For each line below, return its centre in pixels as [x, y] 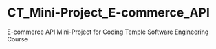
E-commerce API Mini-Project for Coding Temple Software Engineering [108, 32]
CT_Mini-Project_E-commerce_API [108, 13]
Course [18, 39]
